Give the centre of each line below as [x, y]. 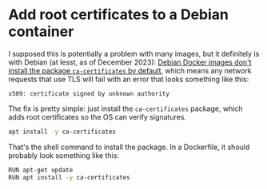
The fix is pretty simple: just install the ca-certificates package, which [126, 108]
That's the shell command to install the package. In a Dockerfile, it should [129, 147]
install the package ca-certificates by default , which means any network [130, 70]
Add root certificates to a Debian [119, 15]
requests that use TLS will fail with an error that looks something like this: [129, 79]
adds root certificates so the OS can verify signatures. [97, 116]
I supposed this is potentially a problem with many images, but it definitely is [134, 53]
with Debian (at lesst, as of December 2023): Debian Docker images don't [130, 62]
